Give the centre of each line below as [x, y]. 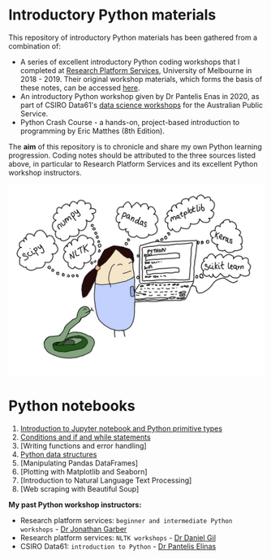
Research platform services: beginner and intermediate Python [126, 520]
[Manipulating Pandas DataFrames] [79, 463]
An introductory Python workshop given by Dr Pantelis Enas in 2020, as [140, 96]
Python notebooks [72, 406]
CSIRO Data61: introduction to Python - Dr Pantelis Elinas [118, 546]
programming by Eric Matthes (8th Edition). [92, 131]
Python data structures [58, 454]
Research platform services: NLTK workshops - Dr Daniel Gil [118, 537]
